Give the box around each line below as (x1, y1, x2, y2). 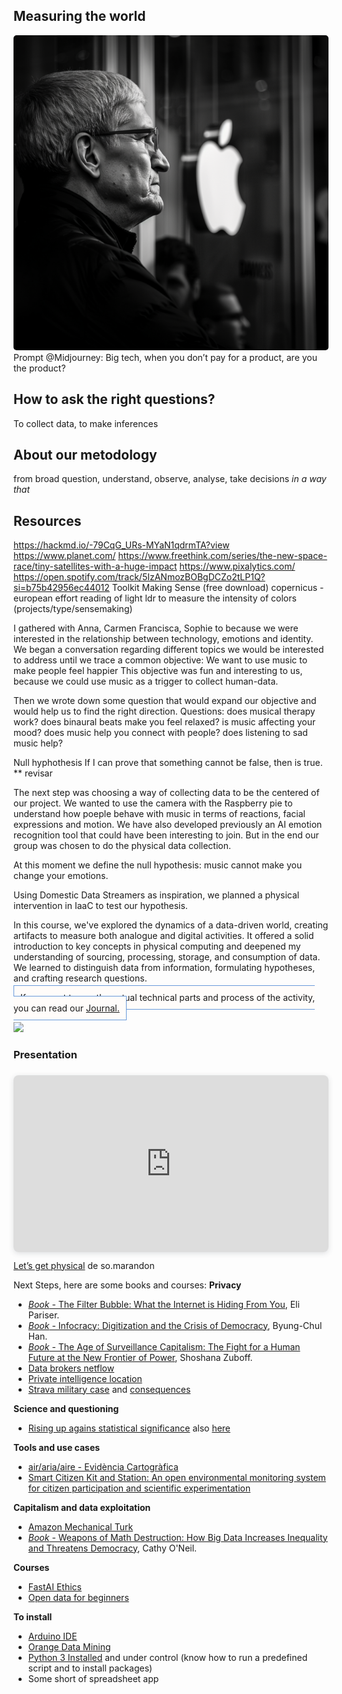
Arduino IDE (27, 1630, 78, 1642)
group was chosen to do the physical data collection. (13, 840, 232, 852)
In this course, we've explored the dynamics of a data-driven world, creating (13, 919, 329, 931)
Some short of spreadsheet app (27, 1672, 160, 1684)
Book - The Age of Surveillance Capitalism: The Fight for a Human (27, 1340, 301, 1353)
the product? (13, 362, 66, 374)
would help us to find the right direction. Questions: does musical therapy (13, 705, 316, 718)
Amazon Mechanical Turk (27, 1520, 134, 1533)
